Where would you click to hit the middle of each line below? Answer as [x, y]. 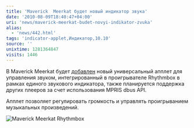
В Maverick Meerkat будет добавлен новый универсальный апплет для [94, 71]
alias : [14, 28]
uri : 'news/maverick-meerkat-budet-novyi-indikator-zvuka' [79, 22]
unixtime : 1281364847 [32, 49]
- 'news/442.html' [34, 33]
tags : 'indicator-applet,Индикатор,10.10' [58, 38]
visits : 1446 [22, 55]
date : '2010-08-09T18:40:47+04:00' [49, 17]
